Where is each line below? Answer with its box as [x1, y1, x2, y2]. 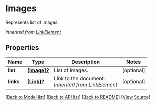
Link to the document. [54, 75, 105, 82]
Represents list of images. [5, 19, 59, 25]
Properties [5, 43, 39, 52]
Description [71, 58, 100, 65]
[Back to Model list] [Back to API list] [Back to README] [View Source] [5, 94, 151, 100]
